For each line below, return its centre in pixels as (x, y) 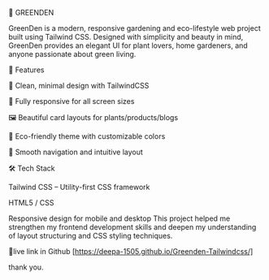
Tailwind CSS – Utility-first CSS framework (79, 187)
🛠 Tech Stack (32, 168)
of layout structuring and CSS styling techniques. (91, 236)
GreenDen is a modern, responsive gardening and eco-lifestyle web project (135, 28)
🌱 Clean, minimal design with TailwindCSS (79, 86)
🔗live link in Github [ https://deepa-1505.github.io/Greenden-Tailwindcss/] (131, 251)
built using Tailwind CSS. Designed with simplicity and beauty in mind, (126, 37)
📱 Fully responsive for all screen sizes (72, 101)
